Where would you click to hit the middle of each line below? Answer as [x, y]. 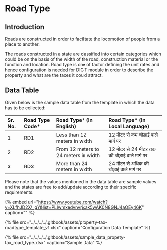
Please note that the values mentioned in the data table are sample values [81, 181]
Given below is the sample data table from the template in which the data [80, 102]
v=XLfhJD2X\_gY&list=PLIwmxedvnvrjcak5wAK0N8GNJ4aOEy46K [74, 207]
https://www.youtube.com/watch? [73, 202]
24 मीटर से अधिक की [129, 163]
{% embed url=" [22, 202]
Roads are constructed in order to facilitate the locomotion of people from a [83, 39]
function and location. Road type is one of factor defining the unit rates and [82, 64]
